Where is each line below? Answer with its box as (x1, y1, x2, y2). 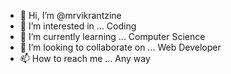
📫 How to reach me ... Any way (19, 53, 151, 64)
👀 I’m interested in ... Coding (19, 20, 137, 32)
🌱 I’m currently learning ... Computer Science (19, 31, 206, 42)
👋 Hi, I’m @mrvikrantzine (19, 10, 122, 21)
